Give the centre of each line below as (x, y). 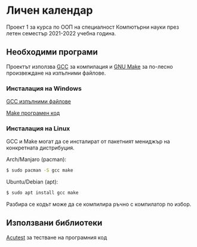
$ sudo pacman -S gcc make (40, 170)
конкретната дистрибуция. (40, 148)
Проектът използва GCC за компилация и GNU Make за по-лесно (90, 66)
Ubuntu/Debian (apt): (32, 182)
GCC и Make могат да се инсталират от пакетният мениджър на (88, 142)
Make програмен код (33, 113)
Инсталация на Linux (38, 128)
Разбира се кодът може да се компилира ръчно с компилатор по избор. (99, 205)
